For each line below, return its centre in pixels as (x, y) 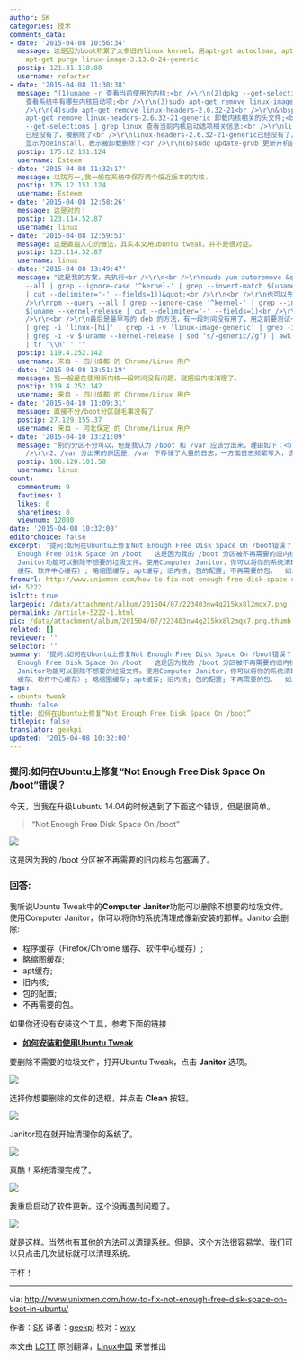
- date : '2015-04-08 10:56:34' (68, 43)
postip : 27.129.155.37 (60, 420)
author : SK (30, 18)
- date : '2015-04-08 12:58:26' (68, 202)
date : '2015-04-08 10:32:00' (64, 529)
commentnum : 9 (44, 487)
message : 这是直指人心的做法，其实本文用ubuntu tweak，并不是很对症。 (137, 244)
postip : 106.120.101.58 (62, 462)
